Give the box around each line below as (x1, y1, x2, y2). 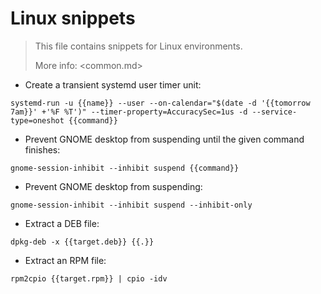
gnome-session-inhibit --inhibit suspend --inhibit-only (10, 200, 253, 210)
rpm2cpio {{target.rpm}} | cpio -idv (10, 273, 168, 284)
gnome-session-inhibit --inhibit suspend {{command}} (10, 163, 240, 173)
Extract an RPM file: (24, 254, 107, 266)
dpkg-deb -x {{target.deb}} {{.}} (10, 237, 155, 247)
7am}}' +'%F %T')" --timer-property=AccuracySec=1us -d (10, 107, 248, 117)
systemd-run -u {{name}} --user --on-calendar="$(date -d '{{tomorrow (10, 98, 311, 108)
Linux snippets (10, 7, 136, 30)
